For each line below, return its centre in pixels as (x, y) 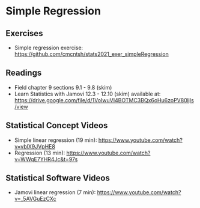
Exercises (24, 33)
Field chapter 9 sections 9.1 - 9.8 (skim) (63, 87)
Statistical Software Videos (58, 178)
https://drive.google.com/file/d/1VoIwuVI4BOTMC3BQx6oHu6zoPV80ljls (104, 100)
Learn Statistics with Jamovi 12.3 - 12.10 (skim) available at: (87, 94)
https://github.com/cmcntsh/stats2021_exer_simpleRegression (91, 54)
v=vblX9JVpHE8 (35, 146)
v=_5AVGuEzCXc (35, 199)
